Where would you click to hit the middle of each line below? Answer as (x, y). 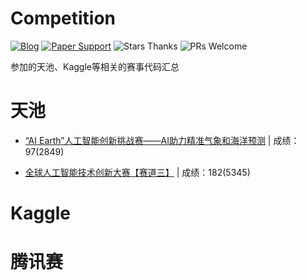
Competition (63, 18)
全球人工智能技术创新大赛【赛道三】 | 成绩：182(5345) (137, 172)
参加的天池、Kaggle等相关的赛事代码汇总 (95, 66)
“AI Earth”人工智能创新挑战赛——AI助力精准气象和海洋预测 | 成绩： (162, 140)
